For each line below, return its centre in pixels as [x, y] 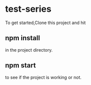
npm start [21, 66]
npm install [23, 38]
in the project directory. [29, 50]
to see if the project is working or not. [43, 77]
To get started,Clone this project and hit [45, 23]
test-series [28, 9]
